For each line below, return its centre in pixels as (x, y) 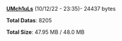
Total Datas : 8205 (29, 20)
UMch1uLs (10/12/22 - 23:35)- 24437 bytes (61, 9)
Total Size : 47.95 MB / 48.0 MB (45, 32)
